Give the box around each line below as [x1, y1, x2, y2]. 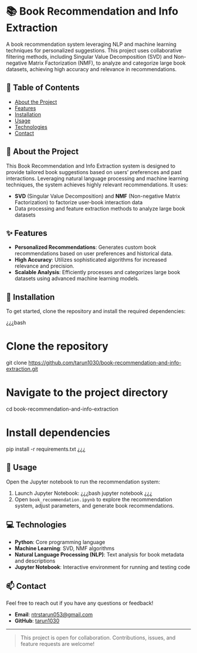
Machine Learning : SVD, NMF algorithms [14, 545, 115, 552]
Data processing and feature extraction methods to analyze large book [14, 205, 186, 212]
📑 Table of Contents [6, 83, 80, 93]
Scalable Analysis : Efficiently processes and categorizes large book [14, 269, 181, 276]
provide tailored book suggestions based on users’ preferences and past [6, 168, 182, 175]
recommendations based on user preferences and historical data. [14, 250, 173, 257]
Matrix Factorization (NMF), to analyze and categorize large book [28, 59, 186, 66]
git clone [6, 359, 28, 367]
